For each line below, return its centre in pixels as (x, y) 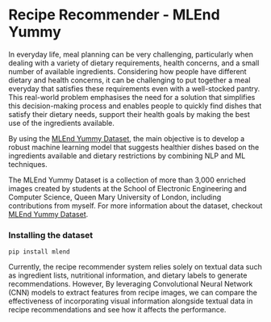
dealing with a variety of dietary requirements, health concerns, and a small (134, 63)
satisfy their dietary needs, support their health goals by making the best (129, 114)
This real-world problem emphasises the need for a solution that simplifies (132, 97)
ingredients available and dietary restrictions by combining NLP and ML (127, 156)
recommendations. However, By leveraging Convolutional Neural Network (131, 284)
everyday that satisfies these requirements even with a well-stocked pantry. (134, 88)
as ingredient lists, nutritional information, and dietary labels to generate (128, 275)
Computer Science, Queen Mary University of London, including (115, 197)
